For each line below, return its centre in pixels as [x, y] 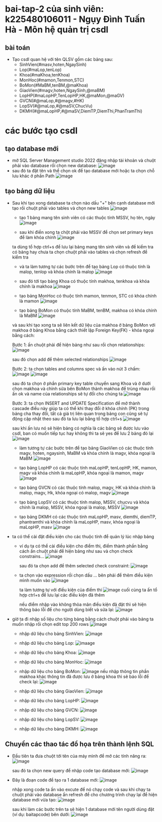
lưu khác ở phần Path [33, 176]
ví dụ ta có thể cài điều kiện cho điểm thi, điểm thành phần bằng [83, 546]
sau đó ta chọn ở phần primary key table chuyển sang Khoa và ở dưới [81, 383]
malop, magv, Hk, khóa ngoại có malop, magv [65, 492]
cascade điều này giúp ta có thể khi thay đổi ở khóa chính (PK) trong [81, 408]
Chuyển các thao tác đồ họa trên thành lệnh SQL [80, 744]
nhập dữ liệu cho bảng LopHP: [50, 700]
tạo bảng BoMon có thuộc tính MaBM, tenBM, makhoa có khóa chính [88, 310]
